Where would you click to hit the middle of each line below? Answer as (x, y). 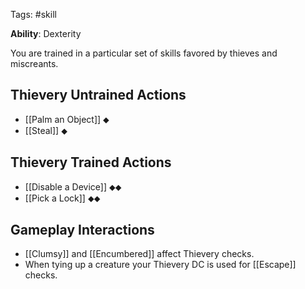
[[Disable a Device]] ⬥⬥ (73, 186)
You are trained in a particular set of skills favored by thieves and (144, 53)
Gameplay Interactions (82, 230)
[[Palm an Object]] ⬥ (67, 119)
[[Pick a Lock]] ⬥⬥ (62, 198)
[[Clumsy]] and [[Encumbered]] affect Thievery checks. (139, 254)
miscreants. (34, 63)
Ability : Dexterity (46, 33)
